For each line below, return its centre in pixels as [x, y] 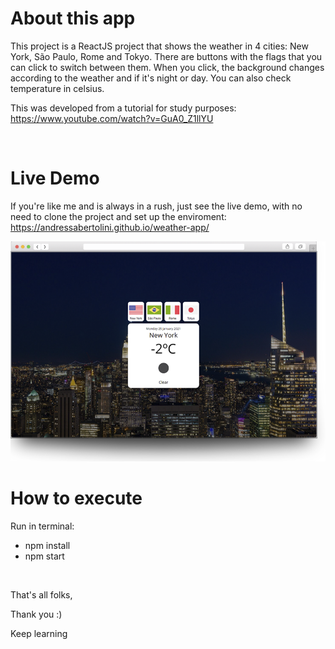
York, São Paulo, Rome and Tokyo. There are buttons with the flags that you [166, 56]
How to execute [76, 498]
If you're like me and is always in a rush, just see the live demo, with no [156, 206]
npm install [47, 545]
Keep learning [39, 633]
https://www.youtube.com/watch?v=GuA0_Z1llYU [112, 118]
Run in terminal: [42, 526]
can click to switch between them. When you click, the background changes [167, 67]
